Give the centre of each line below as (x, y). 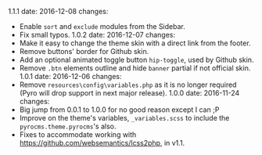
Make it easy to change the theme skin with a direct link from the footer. (135, 43)
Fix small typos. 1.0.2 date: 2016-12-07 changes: (97, 35)
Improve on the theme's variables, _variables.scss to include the (124, 118)
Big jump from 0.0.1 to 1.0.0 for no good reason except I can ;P (119, 110)
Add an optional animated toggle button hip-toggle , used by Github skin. (136, 59)
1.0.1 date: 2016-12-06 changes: (70, 76)
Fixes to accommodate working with (78, 135)
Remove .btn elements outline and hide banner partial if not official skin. (135, 68)
